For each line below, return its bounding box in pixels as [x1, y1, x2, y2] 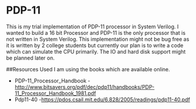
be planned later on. [6, 54, 55, 61]
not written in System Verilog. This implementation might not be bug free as [6, 35, 190, 42]
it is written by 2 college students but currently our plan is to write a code [6, 42, 184, 49]
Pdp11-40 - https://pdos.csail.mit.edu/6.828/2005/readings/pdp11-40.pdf [14, 95, 190, 103]
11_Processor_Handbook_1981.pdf [14, 90, 96, 97]
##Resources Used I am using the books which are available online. [6, 65, 170, 72]
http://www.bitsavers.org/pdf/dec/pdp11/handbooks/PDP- [14, 83, 155, 90]
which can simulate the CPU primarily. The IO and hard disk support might [6, 48, 186, 55]
